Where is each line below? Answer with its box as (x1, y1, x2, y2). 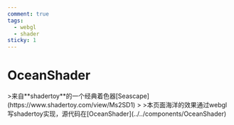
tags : (7, 17, 23, 24)
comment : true (7, 10, 50, 18)
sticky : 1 (7, 37, 37, 44)
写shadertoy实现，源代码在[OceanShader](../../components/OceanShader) (7, 109, 227, 118)
